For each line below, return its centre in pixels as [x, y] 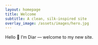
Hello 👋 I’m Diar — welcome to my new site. [49, 37]
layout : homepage [23, 10]
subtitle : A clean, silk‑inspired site [46, 19]
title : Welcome [21, 14]
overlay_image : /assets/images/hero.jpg [47, 23]
